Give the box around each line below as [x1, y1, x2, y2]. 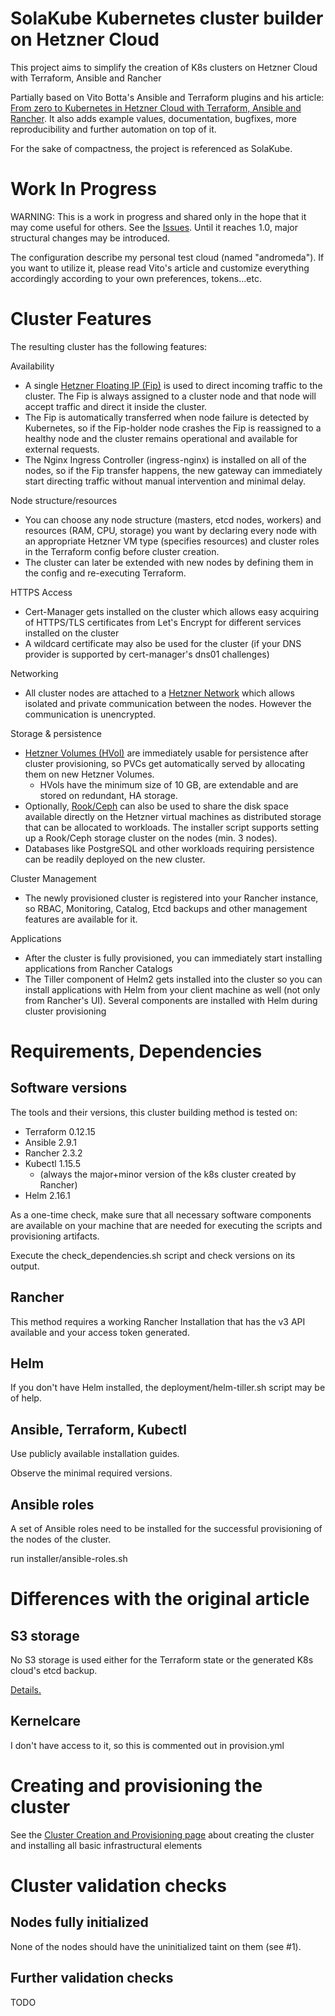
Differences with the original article [10, 1588, 310, 1611]
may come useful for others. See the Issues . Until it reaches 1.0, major [10, 221, 298, 233]
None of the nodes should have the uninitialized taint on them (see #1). [10, 1940, 302, 1952]
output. [10, 1260, 40, 1272]
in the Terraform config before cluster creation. [24, 545, 220, 557]
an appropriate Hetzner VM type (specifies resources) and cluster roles [24, 535, 320, 547]
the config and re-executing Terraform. [24, 567, 187, 579]
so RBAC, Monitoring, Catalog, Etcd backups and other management [24, 902, 308, 914]
